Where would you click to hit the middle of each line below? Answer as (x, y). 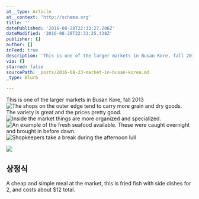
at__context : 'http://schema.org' (49, 17)
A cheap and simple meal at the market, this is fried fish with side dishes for (99, 183)
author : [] (20, 45)
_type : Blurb (22, 78)
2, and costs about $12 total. (41, 190)
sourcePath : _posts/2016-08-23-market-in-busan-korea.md (78, 72)
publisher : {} (24, 39)
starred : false (25, 67)
